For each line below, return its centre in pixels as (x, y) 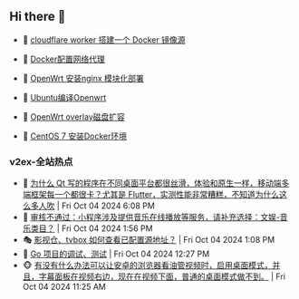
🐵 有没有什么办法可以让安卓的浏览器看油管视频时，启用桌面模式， (147, 265)
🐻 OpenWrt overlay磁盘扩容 (73, 116)
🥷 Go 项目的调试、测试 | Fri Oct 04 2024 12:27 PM (116, 254)
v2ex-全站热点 (41, 161)
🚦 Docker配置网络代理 (64, 59)
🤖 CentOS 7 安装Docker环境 (74, 136)
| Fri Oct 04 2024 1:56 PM (105, 228)
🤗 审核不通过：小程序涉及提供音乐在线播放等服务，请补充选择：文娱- (151, 217)
